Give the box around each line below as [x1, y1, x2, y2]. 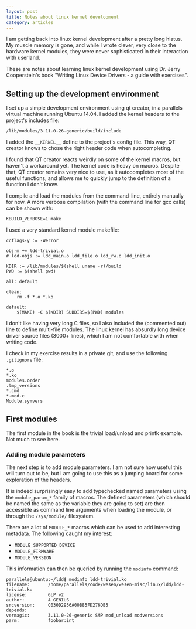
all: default [6, 279, 38, 285]
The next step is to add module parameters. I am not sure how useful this [6, 464, 183, 471]
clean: [6, 289, 22, 295]
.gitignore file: [6, 356, 43, 363]
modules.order [6, 378, 41, 384]
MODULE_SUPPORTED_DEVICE [14, 543, 75, 549]
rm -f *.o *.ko [16, 294, 54, 300]
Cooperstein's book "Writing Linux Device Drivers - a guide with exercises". [6, 72, 188, 79]
